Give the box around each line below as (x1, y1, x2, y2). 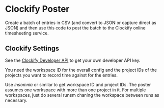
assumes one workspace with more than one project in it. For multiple (5, 87, 146, 93)
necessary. (5, 97, 28, 103)
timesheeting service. (5, 30, 49, 36)
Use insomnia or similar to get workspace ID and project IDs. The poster (5, 81, 151, 87)
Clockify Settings (5, 44, 59, 53)
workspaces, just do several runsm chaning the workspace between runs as (5, 92, 160, 98)
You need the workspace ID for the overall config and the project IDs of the (5, 67, 157, 73)
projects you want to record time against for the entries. (5, 72, 118, 78)
